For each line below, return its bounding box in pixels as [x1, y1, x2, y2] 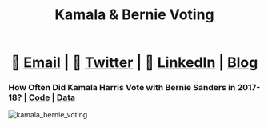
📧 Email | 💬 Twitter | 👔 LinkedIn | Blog [10, 54, 258, 72]
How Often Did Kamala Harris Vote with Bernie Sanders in [8, 82, 236, 93]
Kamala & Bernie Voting [54, 6, 214, 24]
